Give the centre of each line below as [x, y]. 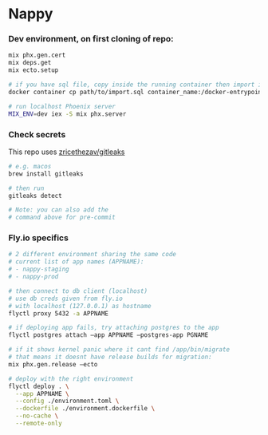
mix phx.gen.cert [37, 55]
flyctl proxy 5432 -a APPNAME [59, 313]
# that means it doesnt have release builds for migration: [110, 357]
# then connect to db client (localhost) [78, 291]
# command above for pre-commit [62, 217]
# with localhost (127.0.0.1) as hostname [80, 306]
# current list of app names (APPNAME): [77, 262]
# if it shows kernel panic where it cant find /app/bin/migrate [119, 350]
